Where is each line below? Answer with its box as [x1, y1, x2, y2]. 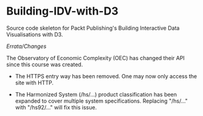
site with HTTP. [15, 79, 53, 86]
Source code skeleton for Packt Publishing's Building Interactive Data [6, 24, 180, 32]
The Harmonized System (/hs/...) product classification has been [15, 90, 177, 98]
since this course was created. [6, 61, 83, 68]
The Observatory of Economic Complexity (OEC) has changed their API [6, 54, 185, 61]
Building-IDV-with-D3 [6, 4, 119, 18]
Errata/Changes [6, 43, 47, 50]
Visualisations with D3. [6, 30, 63, 38]
